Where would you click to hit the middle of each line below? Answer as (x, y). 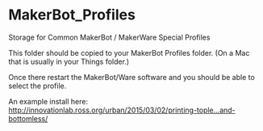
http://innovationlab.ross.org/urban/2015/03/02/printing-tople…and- (122, 110)
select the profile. (38, 86)
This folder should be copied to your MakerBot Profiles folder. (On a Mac (129, 53)
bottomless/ (28, 118)
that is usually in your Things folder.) (69, 61)
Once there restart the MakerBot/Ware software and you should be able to (132, 77)
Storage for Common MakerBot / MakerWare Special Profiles (109, 37)
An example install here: (48, 101)
